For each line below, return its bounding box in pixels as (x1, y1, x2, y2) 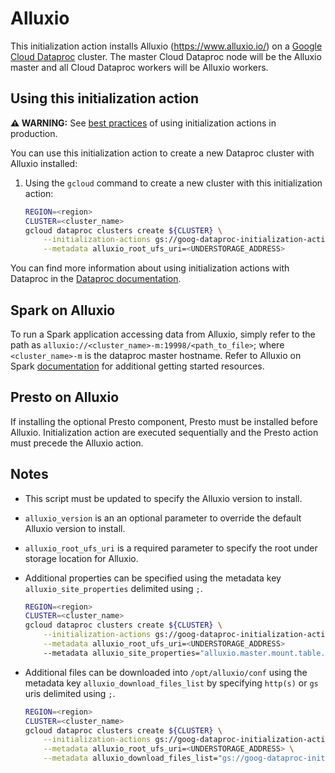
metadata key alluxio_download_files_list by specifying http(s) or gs (24, 677, 319, 689)
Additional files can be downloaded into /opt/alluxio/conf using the (24, 666, 308, 678)
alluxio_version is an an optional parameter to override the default (24, 512, 302, 524)
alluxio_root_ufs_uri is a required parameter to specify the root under (24, 542, 318, 554)
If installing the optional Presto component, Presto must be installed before (10, 415, 318, 427)
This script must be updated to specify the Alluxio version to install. (24, 492, 303, 504)
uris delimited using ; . (24, 687, 116, 699)
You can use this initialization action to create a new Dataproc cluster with (10, 147, 315, 159)
